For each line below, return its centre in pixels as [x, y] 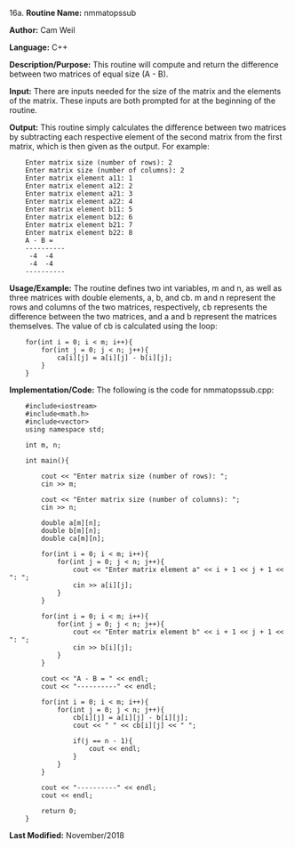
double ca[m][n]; [73, 538]
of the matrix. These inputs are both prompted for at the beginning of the [143, 101]
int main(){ [47, 461]
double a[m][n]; [71, 523]
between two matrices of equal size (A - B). [89, 74]
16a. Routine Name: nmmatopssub [73, 13]
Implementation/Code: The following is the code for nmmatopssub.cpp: [142, 390]
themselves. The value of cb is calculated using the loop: [113, 326]
